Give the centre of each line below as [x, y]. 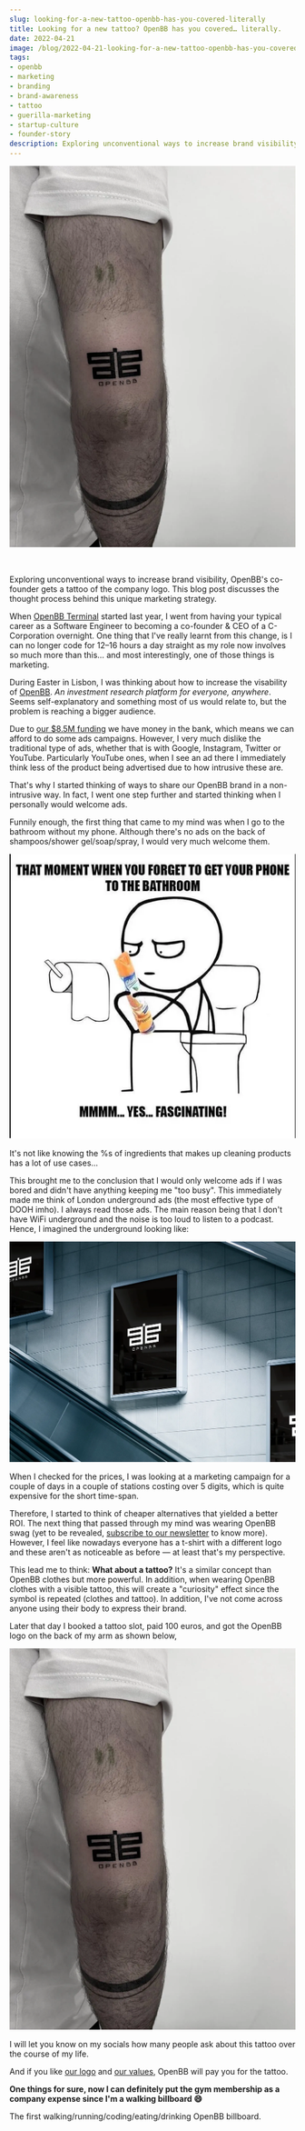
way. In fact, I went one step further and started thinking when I [162, 795]
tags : [20, 58]
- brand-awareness [44, 95]
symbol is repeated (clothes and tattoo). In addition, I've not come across [146, 1598]
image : [22, 48]
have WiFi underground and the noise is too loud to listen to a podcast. [142, 1219]
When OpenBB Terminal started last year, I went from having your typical [146, 616]
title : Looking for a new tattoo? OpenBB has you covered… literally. [146, 29]
